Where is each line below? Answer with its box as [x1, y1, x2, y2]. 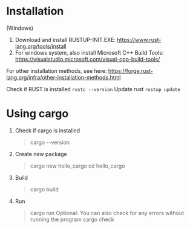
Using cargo [6, 107, 69, 121]
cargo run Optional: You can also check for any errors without [30, 209, 185, 216]
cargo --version [30, 138, 70, 146]
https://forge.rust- [108, 67, 153, 74]
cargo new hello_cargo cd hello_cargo [30, 162, 125, 169]
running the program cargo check [30, 216, 114, 223]
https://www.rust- [117, 36, 162, 43]
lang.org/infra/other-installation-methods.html [6, 73, 121, 81]
